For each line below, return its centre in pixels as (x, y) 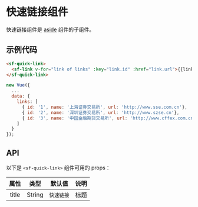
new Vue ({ (18, 85)
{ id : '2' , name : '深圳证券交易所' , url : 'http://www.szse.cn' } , (100, 112)
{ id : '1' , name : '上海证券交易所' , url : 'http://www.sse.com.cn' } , (104, 107)
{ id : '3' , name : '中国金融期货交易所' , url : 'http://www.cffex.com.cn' (109, 118)
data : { (21, 96)
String (35, 195)
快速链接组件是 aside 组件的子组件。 (50, 29)
